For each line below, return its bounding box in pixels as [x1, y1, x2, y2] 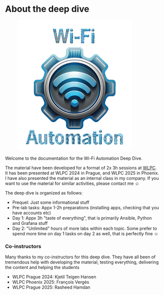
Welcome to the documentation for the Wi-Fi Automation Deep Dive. [5, 155, 143, 161]
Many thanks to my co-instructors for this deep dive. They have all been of [5, 254, 156, 260]
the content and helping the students [5, 265, 80, 270]
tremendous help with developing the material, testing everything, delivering [5, 259, 159, 265]
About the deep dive [5, 3, 90, 15]
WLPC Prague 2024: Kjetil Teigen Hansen [12, 274, 96, 280]
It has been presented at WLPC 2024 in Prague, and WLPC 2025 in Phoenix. [5, 170, 159, 176]
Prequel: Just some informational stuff [12, 199, 90, 205]
